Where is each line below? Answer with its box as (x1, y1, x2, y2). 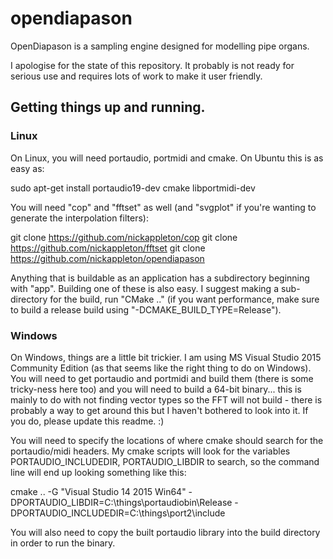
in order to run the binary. (10, 537, 116, 549)
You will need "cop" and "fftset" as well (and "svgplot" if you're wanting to (10, 201, 317, 213)
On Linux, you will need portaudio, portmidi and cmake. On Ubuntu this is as (10, 152, 324, 164)
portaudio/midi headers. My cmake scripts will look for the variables (10, 445, 291, 457)
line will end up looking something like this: (10, 466, 187, 478)
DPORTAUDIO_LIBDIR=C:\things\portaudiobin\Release (10, 496, 233, 508)
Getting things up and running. (10, 99, 206, 116)
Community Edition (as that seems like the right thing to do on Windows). (10, 362, 312, 374)
